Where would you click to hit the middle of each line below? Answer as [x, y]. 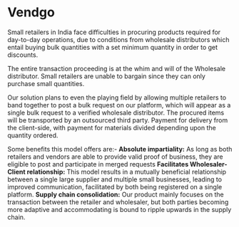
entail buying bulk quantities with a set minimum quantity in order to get [113, 47]
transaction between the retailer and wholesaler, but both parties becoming [118, 202]
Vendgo [31, 12]
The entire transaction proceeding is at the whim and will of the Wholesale [117, 68]
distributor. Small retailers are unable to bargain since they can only [106, 76]
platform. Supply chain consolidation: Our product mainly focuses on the [116, 194]
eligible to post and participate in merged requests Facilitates [98, 164]
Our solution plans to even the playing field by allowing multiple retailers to [117, 97]
